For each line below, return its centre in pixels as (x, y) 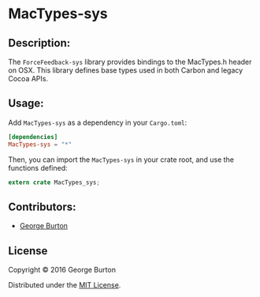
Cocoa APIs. (28, 79)
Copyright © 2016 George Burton (62, 270)
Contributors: (42, 207)
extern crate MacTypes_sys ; (54, 182)
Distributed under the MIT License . (65, 285)
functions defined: (38, 167)
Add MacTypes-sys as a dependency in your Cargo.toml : (98, 122)
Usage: (26, 103)
